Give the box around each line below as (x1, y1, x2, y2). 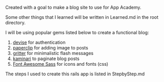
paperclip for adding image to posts (12, 45, 89, 50)
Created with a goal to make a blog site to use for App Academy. (5, 5, 142, 10)
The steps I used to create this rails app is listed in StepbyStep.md (5, 71, 145, 77)
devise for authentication (12, 39, 66, 45)
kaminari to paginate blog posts (12, 56, 79, 62)
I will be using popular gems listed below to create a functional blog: (5, 30, 150, 35)
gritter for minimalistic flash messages (12, 50, 94, 56)
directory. (5, 20, 26, 25)
